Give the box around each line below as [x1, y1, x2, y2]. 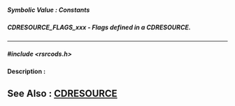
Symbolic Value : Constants [7, 6, 90, 14]
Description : [7, 67, 46, 76]
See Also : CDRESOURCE [7, 87, 117, 99]
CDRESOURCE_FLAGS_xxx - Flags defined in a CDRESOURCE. [7, 23, 191, 31]
